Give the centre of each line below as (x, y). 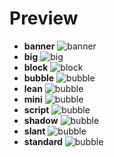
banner (39, 46)
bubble (39, 78)
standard (43, 141)
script (36, 109)
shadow (41, 120)
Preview (44, 18)
